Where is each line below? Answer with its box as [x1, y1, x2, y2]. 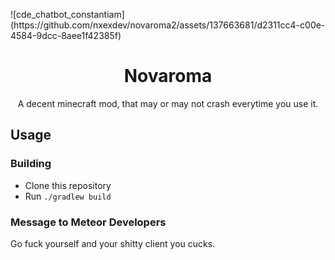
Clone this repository [24, 179, 112, 191]
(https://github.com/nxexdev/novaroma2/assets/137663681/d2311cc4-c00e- [10, 19, 326, 31]
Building [10, 157, 52, 171]
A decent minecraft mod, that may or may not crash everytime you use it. [17, 97, 319, 109]
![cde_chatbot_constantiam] [10, 9, 125, 20]
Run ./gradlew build [24, 190, 112, 202]
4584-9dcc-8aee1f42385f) [10, 30, 122, 41]
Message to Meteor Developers [10, 215, 167, 229]
